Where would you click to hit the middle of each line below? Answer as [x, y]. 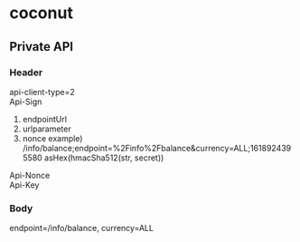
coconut [42, 13]
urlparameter [47, 129]
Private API [42, 47]
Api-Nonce [30, 175]
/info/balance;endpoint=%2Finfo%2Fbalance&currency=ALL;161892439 [157, 148]
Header [26, 73]
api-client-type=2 [42, 92]
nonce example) [52, 138]
